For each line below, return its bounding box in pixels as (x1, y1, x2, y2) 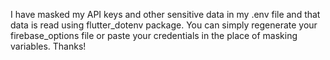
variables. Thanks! (10, 40, 87, 52)
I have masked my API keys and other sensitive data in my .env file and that (10, 9, 321, 20)
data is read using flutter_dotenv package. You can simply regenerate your (10, 19, 318, 31)
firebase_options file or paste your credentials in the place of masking (10, 30, 298, 41)
